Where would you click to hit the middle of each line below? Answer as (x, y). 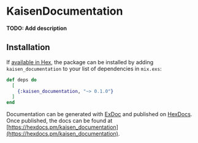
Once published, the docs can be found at (59, 121)
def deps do (21, 80)
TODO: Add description (37, 28)
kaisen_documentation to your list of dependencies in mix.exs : (84, 68)
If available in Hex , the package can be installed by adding (80, 62)
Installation (28, 47)
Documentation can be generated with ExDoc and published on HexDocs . (99, 114)
